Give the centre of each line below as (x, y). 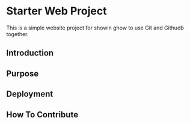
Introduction (30, 53)
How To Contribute (42, 115)
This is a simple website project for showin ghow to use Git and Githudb (95, 28)
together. (17, 34)
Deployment (30, 94)
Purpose (23, 73)
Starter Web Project (57, 11)
